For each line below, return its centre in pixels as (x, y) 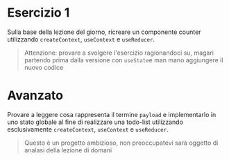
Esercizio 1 (39, 13)
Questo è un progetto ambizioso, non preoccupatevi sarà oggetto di (121, 143)
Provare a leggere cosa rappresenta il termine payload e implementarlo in (112, 114)
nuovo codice (44, 67)
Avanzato (35, 96)
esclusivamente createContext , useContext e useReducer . (88, 129)
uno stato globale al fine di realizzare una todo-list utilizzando (95, 122)
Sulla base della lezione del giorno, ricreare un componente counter (104, 32)
